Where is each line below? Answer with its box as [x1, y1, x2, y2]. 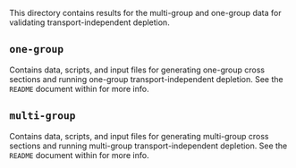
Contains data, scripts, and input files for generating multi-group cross [9, 130, 270, 141]
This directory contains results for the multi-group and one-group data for [9, 8, 282, 18]
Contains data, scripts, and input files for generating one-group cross [9, 64, 266, 75]
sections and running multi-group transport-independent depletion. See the [9, 140, 288, 151]
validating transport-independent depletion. [9, 17, 170, 28]
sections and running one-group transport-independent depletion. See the [9, 73, 283, 84]
